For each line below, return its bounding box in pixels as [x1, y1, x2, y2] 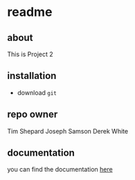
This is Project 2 [7, 50, 53, 58]
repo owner [7, 109, 58, 120]
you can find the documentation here [7, 165, 113, 174]
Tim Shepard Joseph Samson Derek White [7, 127, 129, 135]
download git [17, 88, 57, 97]
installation [7, 70, 57, 82]
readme [7, 4, 53, 20]
